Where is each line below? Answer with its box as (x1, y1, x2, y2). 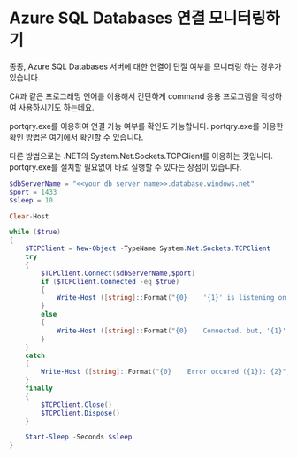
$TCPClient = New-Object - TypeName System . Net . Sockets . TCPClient (25, 244, 271, 253)
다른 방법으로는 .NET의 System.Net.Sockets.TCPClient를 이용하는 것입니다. (9, 150, 274, 161)
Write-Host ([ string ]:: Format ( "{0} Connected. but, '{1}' (56, 326, 287, 335)
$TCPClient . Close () (41, 400, 113, 409)
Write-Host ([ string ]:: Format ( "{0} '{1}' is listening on (56, 294, 287, 302)
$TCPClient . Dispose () (41, 408, 121, 417)
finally (25, 384, 53, 393)
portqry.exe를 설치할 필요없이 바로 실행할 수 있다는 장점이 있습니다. (9, 161, 242, 172)
